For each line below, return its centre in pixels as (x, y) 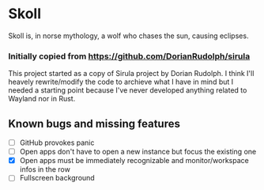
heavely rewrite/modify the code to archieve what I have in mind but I (121, 82)
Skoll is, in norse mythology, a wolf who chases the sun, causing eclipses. (128, 36)
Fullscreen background (57, 178)
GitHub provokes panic (57, 142)
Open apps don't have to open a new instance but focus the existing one (138, 152)
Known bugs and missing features (94, 123)
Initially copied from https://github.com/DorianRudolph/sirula (129, 56)
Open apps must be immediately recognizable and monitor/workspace (134, 161)
